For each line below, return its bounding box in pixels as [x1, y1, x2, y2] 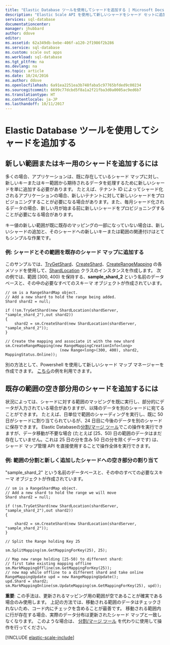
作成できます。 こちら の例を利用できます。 [5, 368, 95, 374]
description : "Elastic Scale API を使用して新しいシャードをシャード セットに [5, 12, 159, 17]
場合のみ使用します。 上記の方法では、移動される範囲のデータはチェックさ [5, 599, 161, 605]
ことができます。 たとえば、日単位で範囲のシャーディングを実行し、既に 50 [5, 411, 163, 417]
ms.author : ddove [5, 78, 42, 83]
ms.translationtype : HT [5, 92, 56, 97]
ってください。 [18, 624, 50, 630]
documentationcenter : [5, 21, 51, 27]
